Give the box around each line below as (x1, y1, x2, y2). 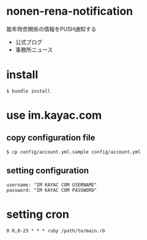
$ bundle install (6, 88, 51, 94)
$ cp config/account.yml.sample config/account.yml (6, 149, 141, 155)
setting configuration (6, 165, 89, 176)
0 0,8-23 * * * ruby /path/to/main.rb (6, 228, 105, 234)
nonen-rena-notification (6, 4, 134, 18)
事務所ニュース (15, 46, 53, 53)
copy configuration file (6, 133, 96, 143)
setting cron (6, 207, 69, 221)
